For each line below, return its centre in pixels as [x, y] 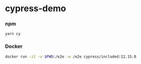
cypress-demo [36, 9]
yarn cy [13, 34]
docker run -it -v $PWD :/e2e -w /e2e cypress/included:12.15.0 [71, 57]
